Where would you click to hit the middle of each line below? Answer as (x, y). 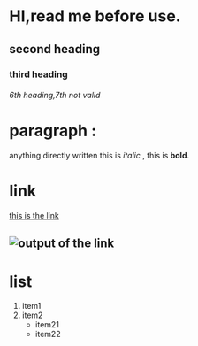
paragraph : (53, 131)
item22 (48, 334)
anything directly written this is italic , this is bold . (99, 156)
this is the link (34, 215)
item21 (47, 325)
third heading (38, 74)
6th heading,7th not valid (55, 96)
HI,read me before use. (95, 16)
